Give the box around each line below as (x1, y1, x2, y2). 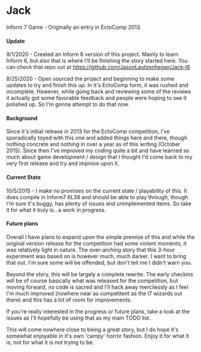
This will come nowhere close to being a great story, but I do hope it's (6, 326, 179, 333)
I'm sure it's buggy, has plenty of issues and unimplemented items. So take (6, 200, 192, 207)
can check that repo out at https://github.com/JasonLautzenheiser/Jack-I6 (6, 64, 190, 71)
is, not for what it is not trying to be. (6, 338, 94, 346)
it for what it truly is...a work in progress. (6, 206, 106, 214)
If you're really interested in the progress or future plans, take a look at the (6, 307, 190, 315)
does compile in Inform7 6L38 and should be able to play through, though (6, 193, 188, 200)
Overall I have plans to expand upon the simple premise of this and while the (6, 233, 195, 241)
